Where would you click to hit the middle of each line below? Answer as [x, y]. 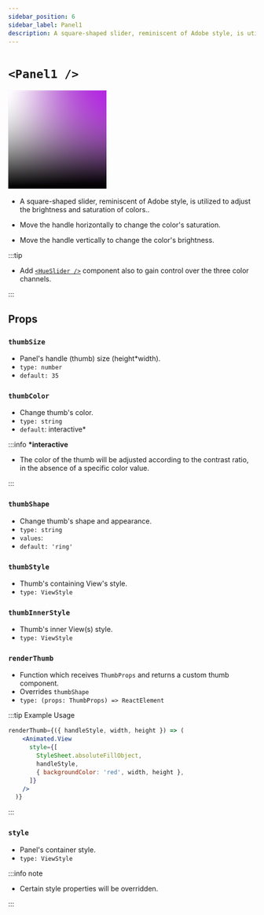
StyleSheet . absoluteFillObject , [90, 756]
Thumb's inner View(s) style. [66, 630]
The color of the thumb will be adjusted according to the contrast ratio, [134, 460]
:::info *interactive [38, 445]
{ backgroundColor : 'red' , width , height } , [110, 772]
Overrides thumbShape [54, 692]
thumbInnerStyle [39, 612]
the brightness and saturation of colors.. [84, 210]
